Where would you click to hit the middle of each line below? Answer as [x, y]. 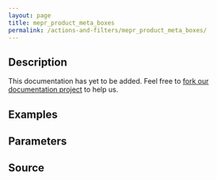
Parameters [38, 141]
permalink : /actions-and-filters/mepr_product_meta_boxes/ [108, 30]
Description [38, 62]
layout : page [30, 15]
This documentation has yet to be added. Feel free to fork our [108, 81]
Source [27, 168]
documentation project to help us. [63, 90]
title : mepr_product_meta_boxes [61, 23]
